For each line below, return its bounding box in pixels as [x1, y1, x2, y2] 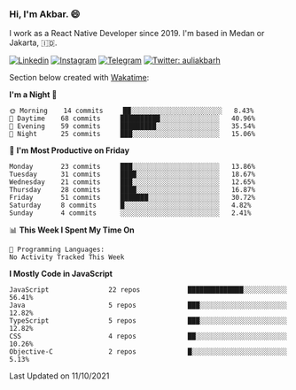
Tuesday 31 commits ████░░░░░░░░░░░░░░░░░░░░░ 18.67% [9, 170, 255, 180]
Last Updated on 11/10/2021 [9, 371, 110, 381]
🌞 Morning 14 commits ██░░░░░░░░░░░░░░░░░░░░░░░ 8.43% [9, 106, 254, 116]
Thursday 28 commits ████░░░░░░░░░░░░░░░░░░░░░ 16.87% [9, 186, 255, 195]
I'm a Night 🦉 [9, 89, 58, 100]
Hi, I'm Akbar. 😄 [9, 8, 81, 20]
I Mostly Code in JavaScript [9, 269, 113, 279]
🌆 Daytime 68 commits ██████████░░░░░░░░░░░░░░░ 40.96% [9, 114, 255, 123]
